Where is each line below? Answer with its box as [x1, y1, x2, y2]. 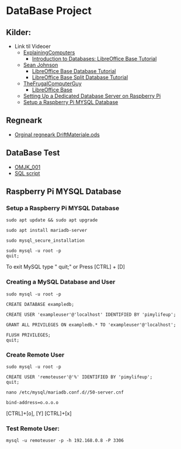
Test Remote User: [6, 424, 60, 433]
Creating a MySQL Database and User [6, 278, 116, 286]
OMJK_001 [14, 163, 41, 170]
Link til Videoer [14, 43, 51, 50]
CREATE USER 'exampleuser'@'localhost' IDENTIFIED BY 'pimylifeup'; [6, 311, 176, 318]
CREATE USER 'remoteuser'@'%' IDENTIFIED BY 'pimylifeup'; [6, 374, 153, 380]
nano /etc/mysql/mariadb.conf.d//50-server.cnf [6, 389, 124, 395]
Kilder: [6, 27, 31, 37]
